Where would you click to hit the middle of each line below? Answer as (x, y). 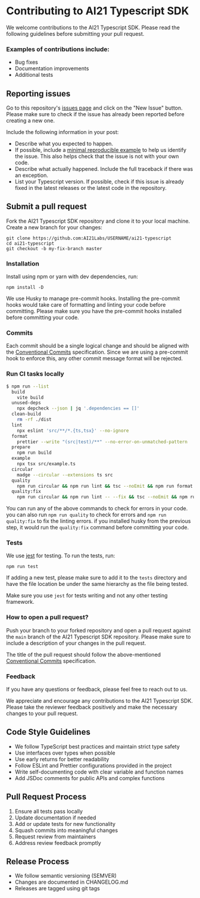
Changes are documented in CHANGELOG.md (71, 882)
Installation (23, 263)
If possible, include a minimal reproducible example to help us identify (100, 150)
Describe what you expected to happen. (64, 144)
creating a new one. (31, 121)
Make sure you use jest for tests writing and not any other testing (87, 595)
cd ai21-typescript (30, 243)
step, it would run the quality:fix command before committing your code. (98, 528)
